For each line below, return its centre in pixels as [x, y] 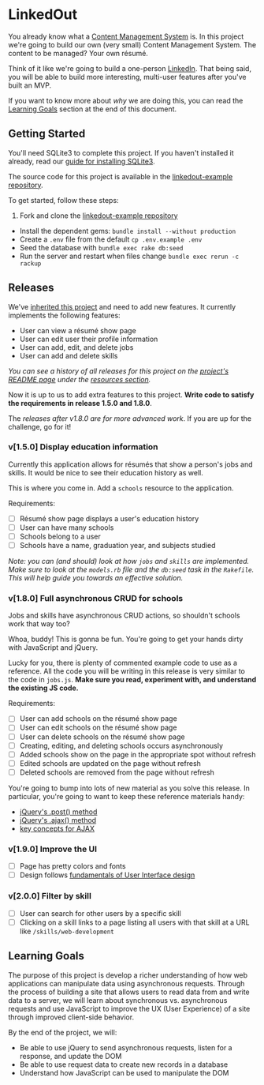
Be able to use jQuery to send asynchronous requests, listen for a [126, 1047]
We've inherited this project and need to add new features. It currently [122, 306]
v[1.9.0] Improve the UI [52, 849]
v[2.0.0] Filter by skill [50, 896]
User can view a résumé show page [78, 330]
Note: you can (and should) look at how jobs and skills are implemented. [129, 561]
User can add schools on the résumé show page [98, 719]
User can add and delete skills [69, 355]
